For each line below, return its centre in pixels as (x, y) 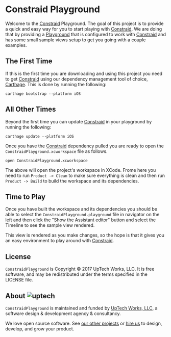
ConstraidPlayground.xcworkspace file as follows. (57, 151)
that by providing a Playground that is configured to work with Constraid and (86, 34)
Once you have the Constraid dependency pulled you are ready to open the (85, 146)
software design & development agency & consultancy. (63, 314)
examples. (16, 45)
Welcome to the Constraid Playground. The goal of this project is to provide (84, 23)
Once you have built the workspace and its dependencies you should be (81, 209)
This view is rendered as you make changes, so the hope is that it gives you (85, 235)
